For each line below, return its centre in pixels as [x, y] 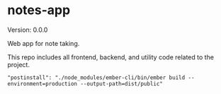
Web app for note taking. [44, 43]
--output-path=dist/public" [121, 83]
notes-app [39, 10]
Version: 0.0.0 [28, 30]
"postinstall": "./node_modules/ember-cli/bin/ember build [96, 77]
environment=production [42, 83]
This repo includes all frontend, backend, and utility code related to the [111, 57]
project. [19, 64]
